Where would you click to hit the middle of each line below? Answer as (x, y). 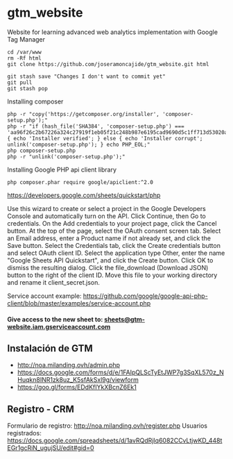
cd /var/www (24, 52)
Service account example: (44, 296)
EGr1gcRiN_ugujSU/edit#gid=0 (51, 448)
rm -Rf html (24, 58)
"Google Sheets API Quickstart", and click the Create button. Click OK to (110, 260)
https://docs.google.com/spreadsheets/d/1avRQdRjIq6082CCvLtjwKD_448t (115, 441)
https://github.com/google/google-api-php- (145, 296)
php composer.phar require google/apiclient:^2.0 (80, 182)
